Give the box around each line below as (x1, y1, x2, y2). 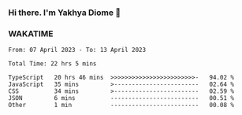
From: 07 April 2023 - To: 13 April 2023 (8, 46, 147, 54)
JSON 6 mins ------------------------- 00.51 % (8, 95, 235, 102)
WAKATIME (8, 28, 54, 39)
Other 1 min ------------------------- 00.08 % (8, 102, 235, 109)
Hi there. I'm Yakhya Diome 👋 (8, 7, 121, 18)
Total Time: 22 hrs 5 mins (8, 60, 97, 68)
